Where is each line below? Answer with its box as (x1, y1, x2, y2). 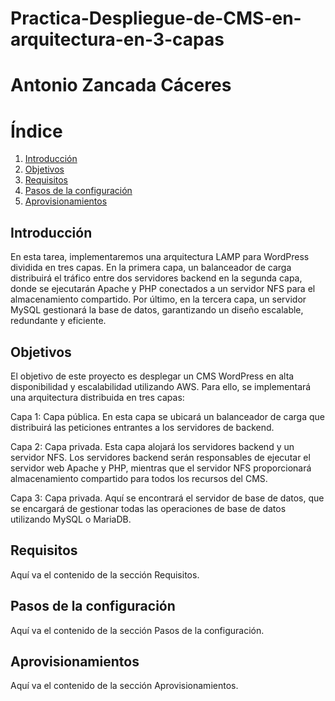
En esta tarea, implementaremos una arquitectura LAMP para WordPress (10, 251, 310, 263)
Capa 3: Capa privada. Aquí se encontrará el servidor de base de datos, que (10, 492, 325, 504)
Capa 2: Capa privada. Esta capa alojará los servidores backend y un (10, 440, 295, 452)
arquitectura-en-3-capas (10, 28, 225, 51)
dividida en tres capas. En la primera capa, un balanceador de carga (10, 262, 292, 274)
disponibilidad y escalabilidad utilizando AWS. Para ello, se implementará (10, 380, 312, 392)
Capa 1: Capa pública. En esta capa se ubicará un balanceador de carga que (10, 410, 325, 422)
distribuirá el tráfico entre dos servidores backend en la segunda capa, (10, 272, 303, 284)
